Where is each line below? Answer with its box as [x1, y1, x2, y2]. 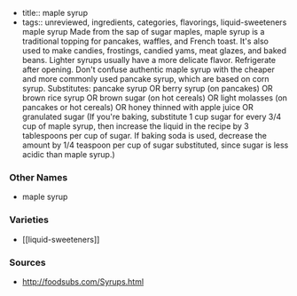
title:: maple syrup [21, 8, 89, 18]
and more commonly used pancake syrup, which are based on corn [21, 74, 270, 84]
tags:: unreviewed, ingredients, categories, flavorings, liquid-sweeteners [21, 17, 287, 28]
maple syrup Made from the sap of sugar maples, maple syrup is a [21, 27, 265, 36]
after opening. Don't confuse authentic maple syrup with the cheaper [21, 64, 275, 75]
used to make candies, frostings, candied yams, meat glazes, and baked [21, 45, 286, 56]
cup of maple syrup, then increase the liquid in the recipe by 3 [21, 121, 250, 132]
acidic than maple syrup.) [21, 149, 115, 159]
